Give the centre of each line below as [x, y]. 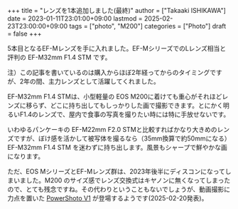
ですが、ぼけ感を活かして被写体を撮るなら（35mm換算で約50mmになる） [122, 138]
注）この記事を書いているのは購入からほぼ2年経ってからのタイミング [109, 72]
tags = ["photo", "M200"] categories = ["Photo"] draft [148, 26]
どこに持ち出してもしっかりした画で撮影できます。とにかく [137, 105]
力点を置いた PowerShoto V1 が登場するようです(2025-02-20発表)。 [108, 198]
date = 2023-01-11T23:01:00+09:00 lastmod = [75, 19]
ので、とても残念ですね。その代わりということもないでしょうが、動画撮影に [119, 189]
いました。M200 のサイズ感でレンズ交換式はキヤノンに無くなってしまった [122, 180]
